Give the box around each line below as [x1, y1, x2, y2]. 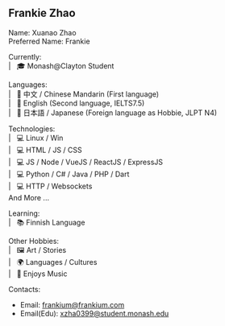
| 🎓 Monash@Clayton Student [8, 60, 115, 71]
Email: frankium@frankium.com [19, 299, 125, 309]
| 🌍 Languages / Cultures [8, 257, 98, 266]
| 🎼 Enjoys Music [8, 269, 68, 279]
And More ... [8, 192, 50, 202]
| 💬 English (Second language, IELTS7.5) [8, 98, 145, 108]
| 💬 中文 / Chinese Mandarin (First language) [8, 89, 160, 99]
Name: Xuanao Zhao [8, 27, 77, 37]
